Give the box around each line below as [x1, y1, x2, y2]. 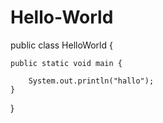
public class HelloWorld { [10, 39, 113, 51]
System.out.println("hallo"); [28, 76, 155, 86]
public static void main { [10, 58, 123, 68]
